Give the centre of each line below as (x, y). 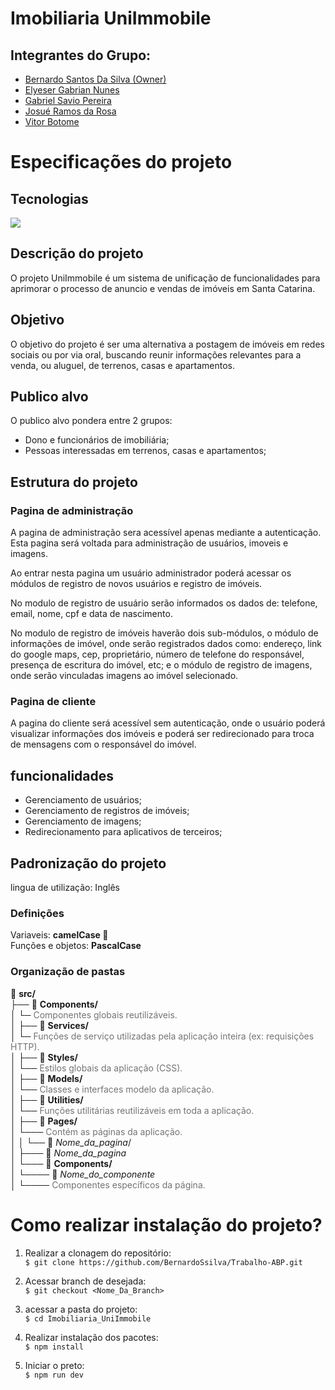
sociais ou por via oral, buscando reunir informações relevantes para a (156, 354)
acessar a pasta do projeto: (81, 1309)
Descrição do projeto (77, 253)
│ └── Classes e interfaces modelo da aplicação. (112, 1089)
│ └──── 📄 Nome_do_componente (83, 1174)
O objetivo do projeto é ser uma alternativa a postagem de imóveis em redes (167, 344)
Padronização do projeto (88, 863)
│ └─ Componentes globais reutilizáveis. (94, 1014)
